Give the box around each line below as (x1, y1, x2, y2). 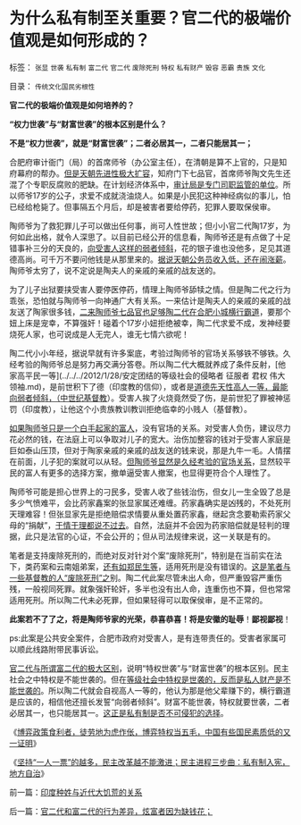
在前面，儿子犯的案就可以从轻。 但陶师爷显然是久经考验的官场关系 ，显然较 (9, 456, 283, 467)
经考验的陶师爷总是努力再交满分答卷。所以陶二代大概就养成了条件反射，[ (9, 358, 279, 369)
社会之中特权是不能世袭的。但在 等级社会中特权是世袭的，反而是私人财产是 (9, 674, 283, 685)
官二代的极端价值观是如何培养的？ (9, 99, 135, 110)
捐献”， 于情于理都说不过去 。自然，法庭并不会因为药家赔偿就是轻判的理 (28, 519, 290, 530)
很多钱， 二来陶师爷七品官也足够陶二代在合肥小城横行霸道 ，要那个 (47, 306, 291, 317)
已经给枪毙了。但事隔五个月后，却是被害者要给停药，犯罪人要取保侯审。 (9, 201, 275, 212)
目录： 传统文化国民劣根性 (9, 80, 96, 91)
